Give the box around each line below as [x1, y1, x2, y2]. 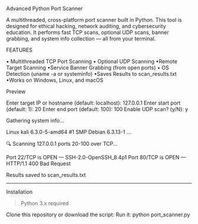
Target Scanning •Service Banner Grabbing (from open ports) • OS [6, 64, 169, 71]
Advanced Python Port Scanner [6, 5, 83, 12]
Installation [6, 188, 33, 195]
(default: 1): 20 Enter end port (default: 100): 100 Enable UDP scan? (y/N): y [6, 106, 189, 112]
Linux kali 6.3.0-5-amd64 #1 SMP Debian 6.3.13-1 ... [6, 129, 131, 135]
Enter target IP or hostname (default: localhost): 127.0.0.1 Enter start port [6, 99, 181, 106]
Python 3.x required [20, 200, 69, 206]
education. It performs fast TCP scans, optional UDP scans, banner [6, 29, 169, 36]
